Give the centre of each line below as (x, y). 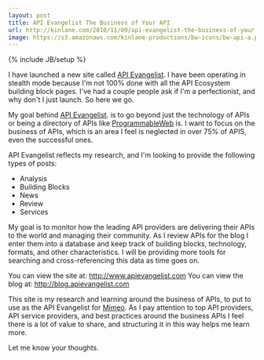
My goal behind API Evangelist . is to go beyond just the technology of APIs (129, 115)
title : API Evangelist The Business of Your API (89, 23)
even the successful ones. (51, 140)
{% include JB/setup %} (47, 60)
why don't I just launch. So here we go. (71, 100)
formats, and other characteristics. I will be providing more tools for (117, 253)
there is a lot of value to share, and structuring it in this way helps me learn (129, 324)
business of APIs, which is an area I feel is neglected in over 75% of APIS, (128, 132)
